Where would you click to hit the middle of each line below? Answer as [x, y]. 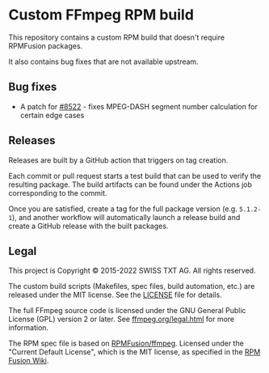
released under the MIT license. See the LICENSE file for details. [115, 295]
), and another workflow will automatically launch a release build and [126, 217]
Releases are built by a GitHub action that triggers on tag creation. [118, 160]
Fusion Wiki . [29, 361]
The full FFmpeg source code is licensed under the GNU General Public [127, 311]
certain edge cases [52, 115]
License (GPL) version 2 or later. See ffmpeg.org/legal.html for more [122, 319]
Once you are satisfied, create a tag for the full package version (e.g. [123, 209]
